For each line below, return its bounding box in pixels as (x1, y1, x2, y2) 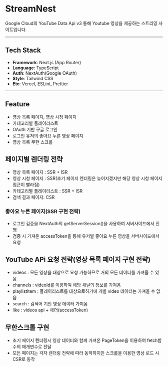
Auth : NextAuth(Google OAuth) (12, 70, 77, 76)
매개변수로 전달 (21, 344, 51, 350)
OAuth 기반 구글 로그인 (12, 126, 57, 132)
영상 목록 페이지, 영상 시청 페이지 (12, 114, 76, 120)
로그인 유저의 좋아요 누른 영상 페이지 (12, 132, 83, 138)
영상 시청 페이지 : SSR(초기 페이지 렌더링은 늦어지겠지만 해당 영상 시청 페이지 (12, 175, 162, 181)
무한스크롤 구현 (5, 323, 49, 331)
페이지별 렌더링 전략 (5, 155, 63, 163)
